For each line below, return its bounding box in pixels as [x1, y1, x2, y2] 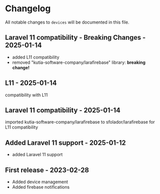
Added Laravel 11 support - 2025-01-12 [5, 139, 126, 147]
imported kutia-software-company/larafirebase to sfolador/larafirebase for [5, 119, 155, 125]
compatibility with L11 [5, 92, 48, 98]
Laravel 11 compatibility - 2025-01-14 [5, 106, 121, 114]
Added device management [12, 179, 69, 185]
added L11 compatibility [12, 54, 60, 60]
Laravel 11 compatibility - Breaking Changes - [5, 33, 146, 42]
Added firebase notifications [12, 184, 70, 190]
